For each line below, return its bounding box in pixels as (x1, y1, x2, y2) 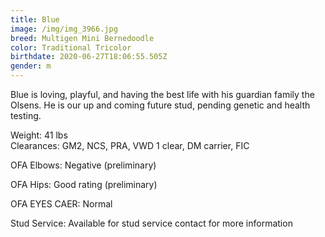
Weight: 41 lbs (10, 129, 68, 141)
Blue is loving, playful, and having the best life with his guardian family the (10, 89, 315, 100)
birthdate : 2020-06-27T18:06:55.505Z (10, 52, 168, 62)
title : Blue (10, 14, 60, 25)
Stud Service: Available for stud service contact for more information (10, 217, 293, 229)
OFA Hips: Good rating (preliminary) (10, 179, 158, 190)
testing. (10, 110, 42, 121)
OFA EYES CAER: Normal (10, 198, 113, 210)
